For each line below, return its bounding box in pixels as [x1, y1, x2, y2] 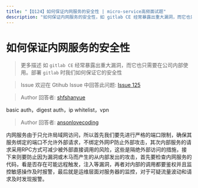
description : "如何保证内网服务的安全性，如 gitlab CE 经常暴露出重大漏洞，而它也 [6, 14, 191, 20]
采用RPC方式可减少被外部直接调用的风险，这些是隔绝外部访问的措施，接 [11, 146, 187, 153]
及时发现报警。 [11, 176, 48, 183]
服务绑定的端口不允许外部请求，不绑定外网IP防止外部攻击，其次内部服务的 [6, 139, 187, 146]
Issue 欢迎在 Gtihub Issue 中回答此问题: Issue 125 [20, 82, 141, 89]
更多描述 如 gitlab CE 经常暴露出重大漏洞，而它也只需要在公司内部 [20, 62, 184, 69]
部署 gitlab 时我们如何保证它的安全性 [31, 69, 123, 76]
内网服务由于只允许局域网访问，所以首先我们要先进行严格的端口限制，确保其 [6, 132, 192, 139]
